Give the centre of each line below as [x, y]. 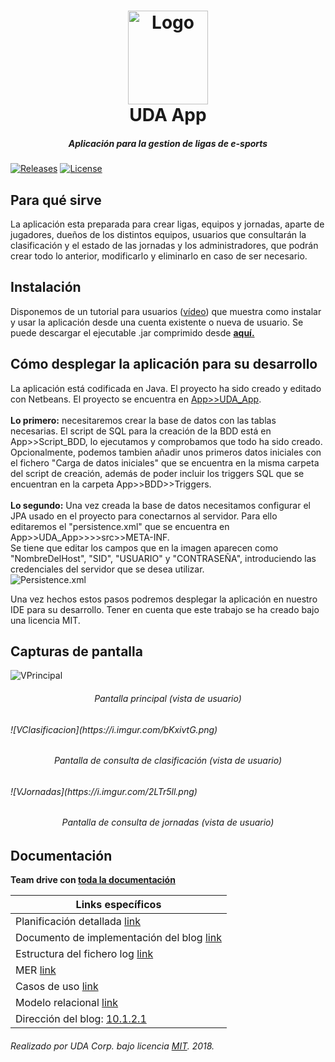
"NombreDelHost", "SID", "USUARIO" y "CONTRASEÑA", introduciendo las [163, 558]
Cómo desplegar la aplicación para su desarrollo [164, 364]
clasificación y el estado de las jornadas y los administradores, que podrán [164, 245]
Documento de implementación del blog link [118, 938]
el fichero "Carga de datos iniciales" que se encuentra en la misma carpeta [165, 462]
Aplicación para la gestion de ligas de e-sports [168, 143]
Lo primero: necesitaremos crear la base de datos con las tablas [143, 420]
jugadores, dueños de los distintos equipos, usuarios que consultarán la [158, 234]
